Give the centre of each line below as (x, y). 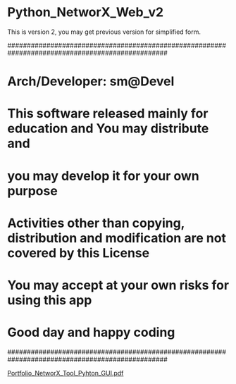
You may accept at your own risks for (118, 285)
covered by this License (79, 253)
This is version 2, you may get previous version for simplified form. (104, 32)
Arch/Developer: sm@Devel (91, 81)
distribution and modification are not (117, 238)
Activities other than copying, (96, 223)
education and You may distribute (108, 129)
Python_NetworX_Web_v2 (86, 12)
